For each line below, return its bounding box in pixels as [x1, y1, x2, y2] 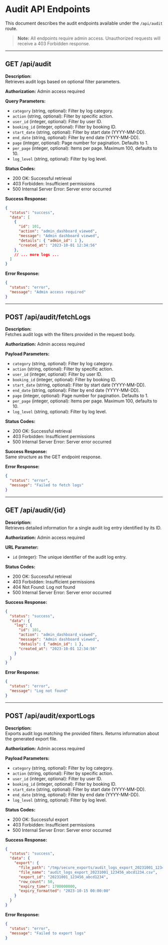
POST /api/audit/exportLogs [5, 712, 95, 720]
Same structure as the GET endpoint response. [5, 454, 102, 460]
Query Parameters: [5, 98, 46, 104]
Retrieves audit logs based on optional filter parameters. [5, 78, 121, 84]
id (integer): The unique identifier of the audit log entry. [12, 554, 127, 560]
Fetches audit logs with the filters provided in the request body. [5, 332, 136, 338]
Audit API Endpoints [5, 4, 90, 15]
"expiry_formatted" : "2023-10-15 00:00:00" [18, 888, 111, 894]
